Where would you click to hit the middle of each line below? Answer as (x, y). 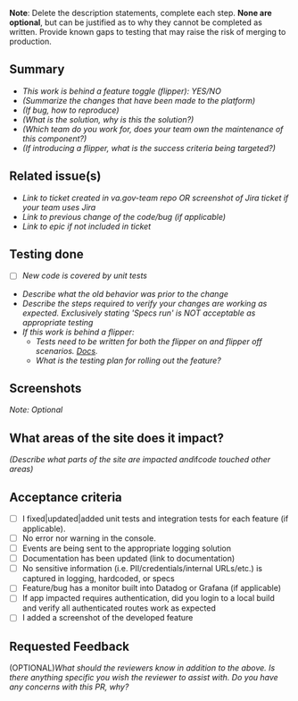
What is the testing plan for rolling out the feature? (128, 360)
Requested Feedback (69, 646)
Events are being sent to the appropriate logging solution (127, 548)
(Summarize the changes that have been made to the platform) (139, 100)
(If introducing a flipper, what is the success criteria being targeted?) (149, 148)
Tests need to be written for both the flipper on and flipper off (149, 341)
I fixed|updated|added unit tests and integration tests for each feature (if (155, 519)
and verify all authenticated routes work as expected (119, 608)
